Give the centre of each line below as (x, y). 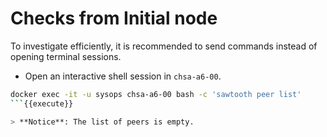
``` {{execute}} (42, 103)
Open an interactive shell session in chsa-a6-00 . (123, 76)
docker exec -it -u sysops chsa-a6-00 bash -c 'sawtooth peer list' (156, 94)
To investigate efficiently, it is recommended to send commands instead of (164, 46)
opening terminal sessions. (66, 56)
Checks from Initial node (114, 18)
